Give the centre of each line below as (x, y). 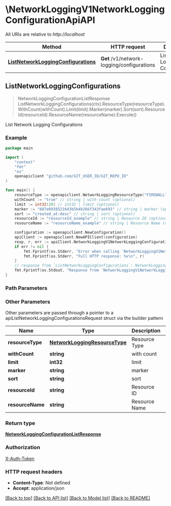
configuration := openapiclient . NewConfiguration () (70, 232)
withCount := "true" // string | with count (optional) (75, 199)
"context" (25, 162)
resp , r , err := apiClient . (44, 242)
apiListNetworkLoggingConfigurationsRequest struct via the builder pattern (84, 318)
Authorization (23, 448)
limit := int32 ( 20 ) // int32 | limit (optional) (67, 204)
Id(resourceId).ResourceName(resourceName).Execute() (77, 114)
